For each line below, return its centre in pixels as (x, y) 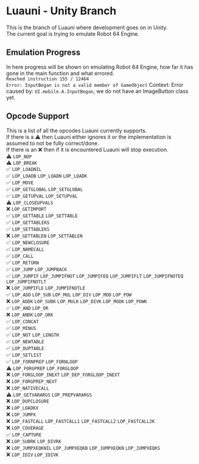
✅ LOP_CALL (20, 256)
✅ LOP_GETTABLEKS (28, 222)
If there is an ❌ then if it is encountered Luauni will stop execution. (87, 150)
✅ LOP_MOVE (20, 182)
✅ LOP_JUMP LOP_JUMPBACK (37, 269)
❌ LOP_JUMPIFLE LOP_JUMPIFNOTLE (46, 288)
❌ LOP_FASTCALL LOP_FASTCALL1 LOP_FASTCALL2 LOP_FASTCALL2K (80, 421)
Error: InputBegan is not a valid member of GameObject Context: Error (95, 85)
